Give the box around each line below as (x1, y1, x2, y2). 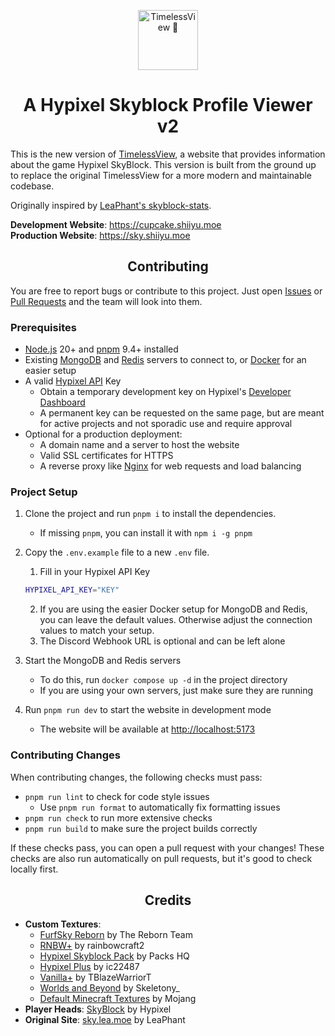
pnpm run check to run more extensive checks (24, 811, 213, 824)
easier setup (24, 365, 77, 377)
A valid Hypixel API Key (24, 375, 122, 387)
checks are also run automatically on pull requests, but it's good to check (10, 852, 313, 864)
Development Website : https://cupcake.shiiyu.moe (10, 218, 222, 230)
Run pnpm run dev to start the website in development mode (24, 704, 272, 716)
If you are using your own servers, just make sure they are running (39, 685, 314, 697)
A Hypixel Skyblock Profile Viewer (23, 94, 313, 117)
